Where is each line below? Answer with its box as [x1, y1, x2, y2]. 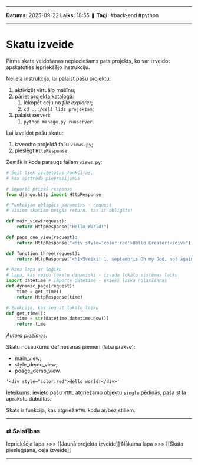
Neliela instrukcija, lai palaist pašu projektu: [6, 75, 111, 82]
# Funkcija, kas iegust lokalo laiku [6, 304, 99, 310]
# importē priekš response [6, 186, 72, 192]
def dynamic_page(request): [6, 283, 75, 289]
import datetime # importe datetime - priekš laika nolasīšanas [6, 278, 167, 284]
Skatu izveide [6, 38, 74, 51]
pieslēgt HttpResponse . [14, 147, 69, 154]
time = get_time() [16, 289, 62, 294]
